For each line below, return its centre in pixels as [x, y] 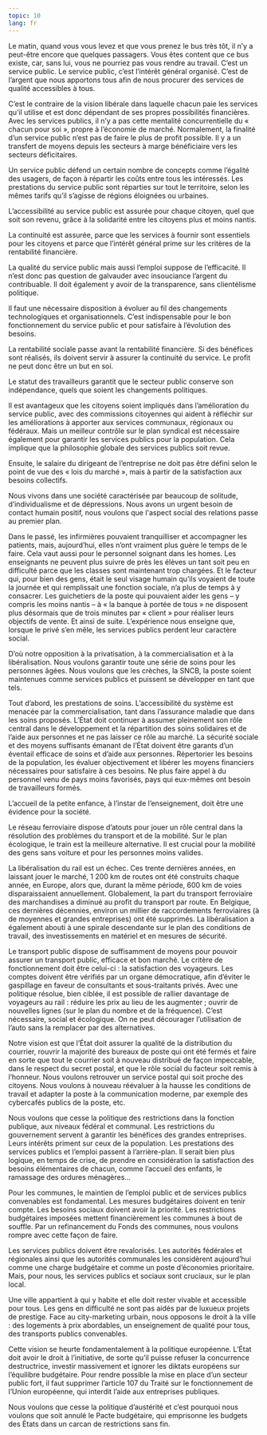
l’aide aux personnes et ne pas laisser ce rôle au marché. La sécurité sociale [133, 737]
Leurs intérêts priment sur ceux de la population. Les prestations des [121, 1143]
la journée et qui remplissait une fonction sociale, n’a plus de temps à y [125, 587]
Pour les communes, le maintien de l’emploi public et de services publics [128, 1193]
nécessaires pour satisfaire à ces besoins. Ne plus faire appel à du [118, 771]
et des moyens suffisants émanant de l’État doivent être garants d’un [121, 745]
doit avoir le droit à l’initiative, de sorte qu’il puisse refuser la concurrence [129, 1358]
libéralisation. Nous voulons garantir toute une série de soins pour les [122, 662]
